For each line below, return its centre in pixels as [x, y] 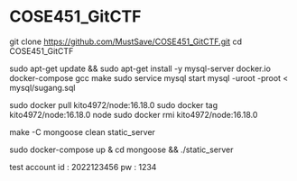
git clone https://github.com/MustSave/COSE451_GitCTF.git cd [125, 41]
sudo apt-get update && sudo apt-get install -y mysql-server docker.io [140, 68]
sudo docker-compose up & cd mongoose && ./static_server [121, 149]
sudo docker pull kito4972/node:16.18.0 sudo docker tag [114, 104]
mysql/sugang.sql [42, 87]
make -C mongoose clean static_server [83, 131]
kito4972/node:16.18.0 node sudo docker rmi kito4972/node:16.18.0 [134, 114]
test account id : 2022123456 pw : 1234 [83, 167]
